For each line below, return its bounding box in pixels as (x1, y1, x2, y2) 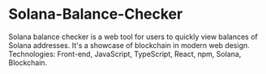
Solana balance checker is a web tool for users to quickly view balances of (8, 32, 258, 41)
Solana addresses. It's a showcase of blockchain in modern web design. (8, 40, 250, 50)
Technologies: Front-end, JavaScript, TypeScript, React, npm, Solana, (8, 49, 242, 59)
